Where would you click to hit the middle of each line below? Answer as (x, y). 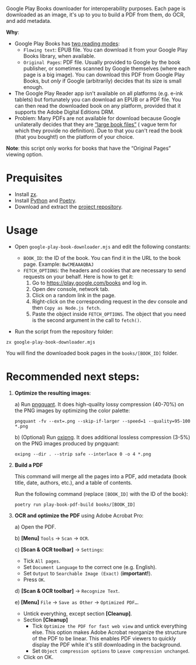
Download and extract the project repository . (68, 207)
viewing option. (25, 154)
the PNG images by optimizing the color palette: (72, 410)
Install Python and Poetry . (46, 200)
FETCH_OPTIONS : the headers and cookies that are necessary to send (104, 270)
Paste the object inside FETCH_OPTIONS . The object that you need (109, 314)
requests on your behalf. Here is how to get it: (78, 276)
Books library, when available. (59, 56)
